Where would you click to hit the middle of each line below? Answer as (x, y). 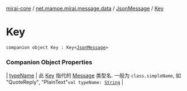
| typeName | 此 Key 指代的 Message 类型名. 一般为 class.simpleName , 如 (93, 76)
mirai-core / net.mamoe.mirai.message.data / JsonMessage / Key (85, 8)
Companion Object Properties (49, 62)
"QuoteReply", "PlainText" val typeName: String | (65, 82)
